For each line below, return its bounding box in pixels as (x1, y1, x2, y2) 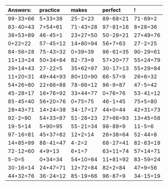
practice (39, 7, 60, 13)
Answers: (8, 7, 32, 13)
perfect (102, 7, 121, 13)
